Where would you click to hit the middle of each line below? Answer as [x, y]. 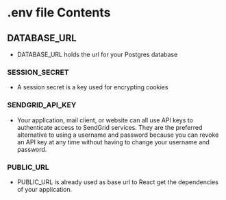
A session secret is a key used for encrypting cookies [92, 87]
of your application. [45, 189]
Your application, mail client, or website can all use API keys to [105, 120]
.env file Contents [59, 13]
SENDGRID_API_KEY [42, 105]
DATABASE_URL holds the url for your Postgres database [97, 54]
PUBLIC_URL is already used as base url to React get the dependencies [118, 182]
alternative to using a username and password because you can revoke [118, 135]
